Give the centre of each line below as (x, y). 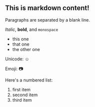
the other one (26, 49)
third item (22, 100)
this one (21, 39)
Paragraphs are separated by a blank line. (48, 20)
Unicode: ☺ (17, 59)
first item (21, 89)
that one (21, 44)
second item (25, 95)
